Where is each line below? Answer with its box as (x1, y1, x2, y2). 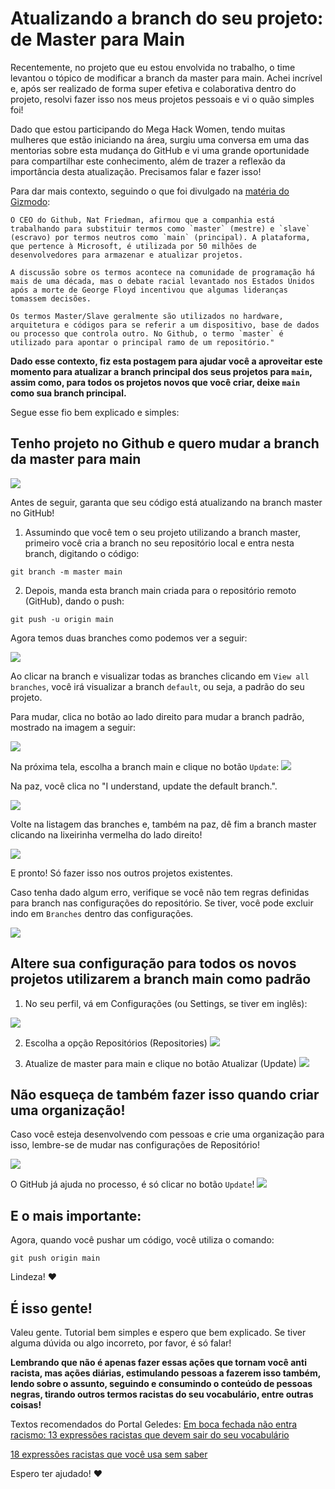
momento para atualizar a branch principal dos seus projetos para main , (10, 365, 313, 377)
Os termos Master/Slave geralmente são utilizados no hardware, (10, 311, 284, 321)
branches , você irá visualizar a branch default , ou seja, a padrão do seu (10, 680, 305, 692)
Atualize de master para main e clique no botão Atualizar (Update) (24, 1057, 297, 1069)
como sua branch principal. (10, 387, 127, 399)
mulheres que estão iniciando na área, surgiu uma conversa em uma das (10, 133, 310, 146)
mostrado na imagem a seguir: (10, 721, 137, 733)
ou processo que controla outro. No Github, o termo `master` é (10, 328, 284, 339)
